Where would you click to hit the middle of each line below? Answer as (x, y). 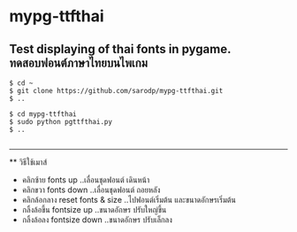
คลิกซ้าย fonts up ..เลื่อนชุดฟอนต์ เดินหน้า (86, 180)
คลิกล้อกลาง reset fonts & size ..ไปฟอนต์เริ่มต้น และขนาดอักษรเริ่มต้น (129, 200)
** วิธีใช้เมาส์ (28, 162)
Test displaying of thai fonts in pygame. (120, 49)
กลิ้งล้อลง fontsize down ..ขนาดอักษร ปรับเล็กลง (97, 220)
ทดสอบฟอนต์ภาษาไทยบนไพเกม (79, 62)
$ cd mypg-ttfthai (43, 114)
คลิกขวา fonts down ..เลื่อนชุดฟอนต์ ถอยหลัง (91, 189)
